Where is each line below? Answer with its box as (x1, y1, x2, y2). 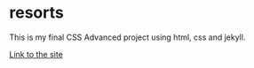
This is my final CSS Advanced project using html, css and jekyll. (9, 32, 246, 42)
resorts (9, 3, 64, 23)
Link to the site (9, 49, 64, 59)
